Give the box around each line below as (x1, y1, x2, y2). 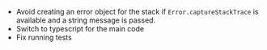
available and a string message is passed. (15, 15, 156, 25)
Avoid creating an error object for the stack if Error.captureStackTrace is (15, 7, 259, 16)
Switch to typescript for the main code (15, 24, 144, 33)
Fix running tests (15, 32, 73, 42)
